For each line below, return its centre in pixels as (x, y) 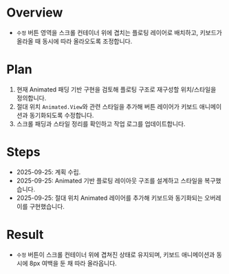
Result (25, 235)
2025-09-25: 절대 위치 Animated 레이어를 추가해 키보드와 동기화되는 (110, 198)
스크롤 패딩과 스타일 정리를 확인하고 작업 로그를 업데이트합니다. (101, 124)
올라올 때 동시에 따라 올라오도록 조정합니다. (74, 41)
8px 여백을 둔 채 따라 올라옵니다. (73, 263)
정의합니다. (31, 98)
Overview (35, 13)
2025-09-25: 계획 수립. (48, 172)
